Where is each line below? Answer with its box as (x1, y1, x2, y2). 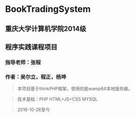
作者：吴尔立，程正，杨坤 (5, 73, 67, 80)
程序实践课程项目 (5, 43, 58, 51)
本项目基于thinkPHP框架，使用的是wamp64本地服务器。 (17, 86, 133, 92)
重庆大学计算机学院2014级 (5, 24, 86, 33)
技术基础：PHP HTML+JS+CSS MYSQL (17, 96, 98, 102)
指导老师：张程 (5, 58, 41, 65)
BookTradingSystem (5, 3, 91, 15)
